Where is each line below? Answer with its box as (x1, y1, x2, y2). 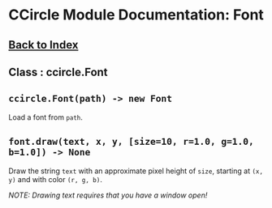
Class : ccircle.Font (8, 65, 108, 79)
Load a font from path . (8, 112, 84, 122)
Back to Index (8, 38, 79, 52)
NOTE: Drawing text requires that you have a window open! (8, 190, 208, 200)
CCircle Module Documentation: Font (8, 6, 264, 24)
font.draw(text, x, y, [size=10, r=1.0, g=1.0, (8, 136, 254, 147)
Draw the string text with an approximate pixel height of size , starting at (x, (8, 166, 264, 176)
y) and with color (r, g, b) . (8, 174, 103, 184)
